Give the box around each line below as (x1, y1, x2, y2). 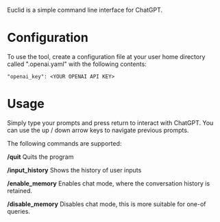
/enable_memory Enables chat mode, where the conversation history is (7, 179, 210, 188)
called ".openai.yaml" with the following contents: (7, 60, 147, 68)
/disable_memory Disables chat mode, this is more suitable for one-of (7, 199, 207, 208)
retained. (7, 186, 33, 195)
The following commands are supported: (7, 139, 122, 147)
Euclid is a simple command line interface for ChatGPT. (7, 6, 163, 14)
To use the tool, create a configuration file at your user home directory (7, 52, 206, 60)
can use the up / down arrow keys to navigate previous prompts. (7, 126, 189, 134)
